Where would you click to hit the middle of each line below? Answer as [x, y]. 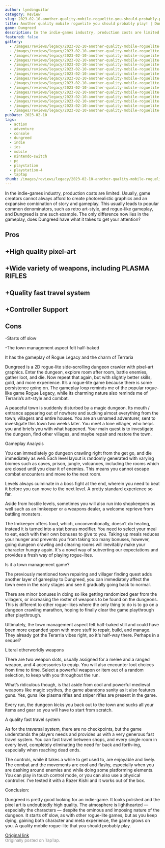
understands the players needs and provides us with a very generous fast [80, 734]
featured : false [22, 37]
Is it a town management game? [37, 564]
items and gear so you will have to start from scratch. [59, 710]
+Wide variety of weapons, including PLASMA [77, 268]
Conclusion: [17, 790]
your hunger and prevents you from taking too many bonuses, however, [77, 539]
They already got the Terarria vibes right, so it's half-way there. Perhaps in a [82, 635]
